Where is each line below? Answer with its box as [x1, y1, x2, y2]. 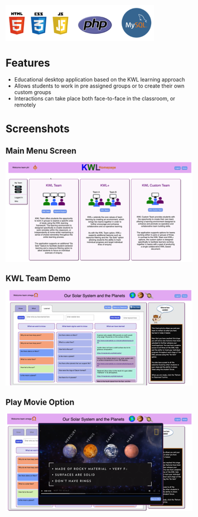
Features [5, 57, 50, 70]
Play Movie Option [5, 397, 75, 407]
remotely [14, 101, 36, 108]
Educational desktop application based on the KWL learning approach [14, 76, 185, 83]
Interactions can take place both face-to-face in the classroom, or [14, 95, 175, 102]
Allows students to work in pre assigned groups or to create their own [14, 82, 185, 90]
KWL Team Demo [5, 274, 71, 284]
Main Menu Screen [5, 146, 76, 156]
